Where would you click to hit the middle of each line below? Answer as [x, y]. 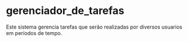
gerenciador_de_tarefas [65, 11]
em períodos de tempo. [34, 33]
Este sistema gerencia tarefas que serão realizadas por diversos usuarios [94, 27]
